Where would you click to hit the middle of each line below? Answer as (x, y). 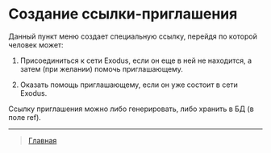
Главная (42, 140)
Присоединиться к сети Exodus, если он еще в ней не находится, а (136, 60)
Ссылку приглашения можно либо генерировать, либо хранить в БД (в (131, 109)
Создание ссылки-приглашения (123, 14)
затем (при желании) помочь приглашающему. (101, 68)
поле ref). (25, 117)
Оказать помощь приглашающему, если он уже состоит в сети (129, 85)
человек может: (36, 44)
